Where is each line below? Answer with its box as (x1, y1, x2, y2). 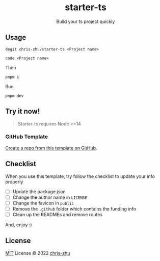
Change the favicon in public (12, 200, 74, 206)
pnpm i (5, 74, 19, 80)
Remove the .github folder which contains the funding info (12, 205, 137, 212)
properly (5, 178, 23, 185)
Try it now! (5, 107, 40, 116)
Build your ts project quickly (56, 18, 115, 24)
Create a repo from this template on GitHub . (5, 145, 97, 151)
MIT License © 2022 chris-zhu (5, 250, 70, 256)
